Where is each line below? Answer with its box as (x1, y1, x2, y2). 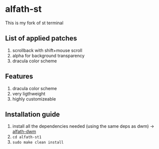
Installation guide (5, 110, 60, 118)
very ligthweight (12, 91, 46, 97)
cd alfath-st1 (12, 135, 42, 140)
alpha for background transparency (12, 52, 85, 58)
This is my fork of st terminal (5, 20, 63, 26)
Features (5, 72, 33, 81)
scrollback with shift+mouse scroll (12, 47, 83, 53)
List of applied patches (5, 34, 77, 43)
